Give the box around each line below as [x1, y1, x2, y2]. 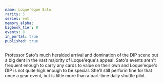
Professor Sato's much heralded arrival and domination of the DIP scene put [5, 52, 159, 58]
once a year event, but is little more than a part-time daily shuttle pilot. [5, 72, 146, 78]
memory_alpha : [5, 20, 34, 26]
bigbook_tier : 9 [5, 25, 38, 30]
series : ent [5, 16, 29, 21]
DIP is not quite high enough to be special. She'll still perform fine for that [5, 67, 152, 73]
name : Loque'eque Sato [5, 7, 51, 12]
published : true [5, 39, 38, 44]
